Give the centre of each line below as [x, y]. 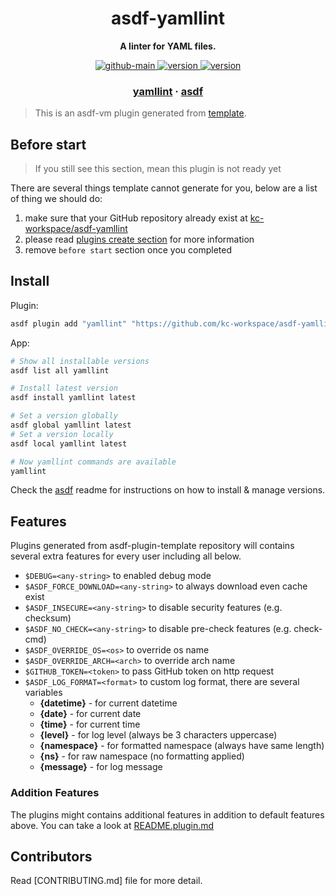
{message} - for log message [101, 767]
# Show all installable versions [80, 361]
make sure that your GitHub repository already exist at [136, 218]
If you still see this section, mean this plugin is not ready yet [158, 169]
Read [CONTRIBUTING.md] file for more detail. [106, 881]
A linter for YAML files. [168, 46]
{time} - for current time [90, 724]
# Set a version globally [64, 416]
